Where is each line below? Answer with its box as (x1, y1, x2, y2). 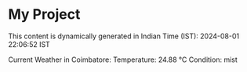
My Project (8, 5, 81, 23)
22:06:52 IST (8, 39, 51, 49)
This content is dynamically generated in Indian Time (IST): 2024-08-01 (8, 31, 240, 41)
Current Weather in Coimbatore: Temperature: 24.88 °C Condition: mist (8, 55, 238, 64)
